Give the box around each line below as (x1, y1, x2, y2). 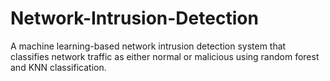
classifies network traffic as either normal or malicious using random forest (10, 50, 320, 62)
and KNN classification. (10, 61, 107, 73)
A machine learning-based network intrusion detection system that (10, 40, 287, 52)
